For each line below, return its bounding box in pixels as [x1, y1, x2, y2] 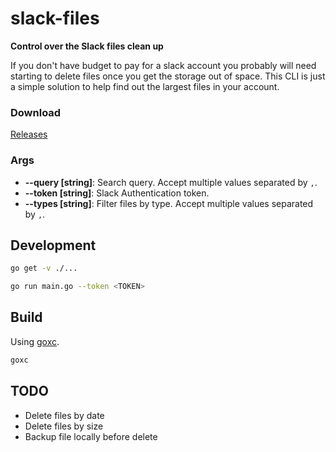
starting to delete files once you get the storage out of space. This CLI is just [10, 70, 326, 82]
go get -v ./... [10, 263, 78, 274]
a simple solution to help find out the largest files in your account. [10, 80, 280, 92]
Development [10, 237, 97, 254]
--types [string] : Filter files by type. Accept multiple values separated [24, 197, 314, 209]
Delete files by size [24, 420, 104, 432]
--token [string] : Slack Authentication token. [24, 187, 210, 199]
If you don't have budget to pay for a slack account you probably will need [10, 59, 317, 71]
